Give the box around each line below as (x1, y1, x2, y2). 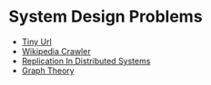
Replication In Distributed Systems (21, 55, 151, 66)
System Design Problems (8, 6, 203, 27)
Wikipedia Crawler (21, 45, 92, 56)
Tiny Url (21, 36, 52, 47)
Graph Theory (21, 65, 75, 76)
